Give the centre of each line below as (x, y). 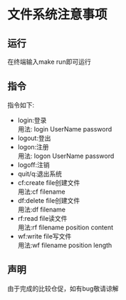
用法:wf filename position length (65, 245)
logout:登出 (34, 138)
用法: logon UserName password (66, 156)
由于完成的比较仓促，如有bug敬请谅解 (63, 288)
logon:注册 (33, 146)
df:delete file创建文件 (49, 200)
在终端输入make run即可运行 (49, 62)
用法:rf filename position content (65, 227)
